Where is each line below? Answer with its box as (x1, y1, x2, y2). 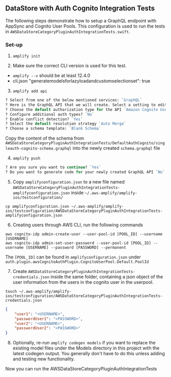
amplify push (12, 156, 41, 161)
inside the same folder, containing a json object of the (50, 274, 163, 280)
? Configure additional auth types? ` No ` (5, 112, 95, 117)
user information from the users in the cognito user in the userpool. (12, 279, 154, 285)
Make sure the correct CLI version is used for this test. (12, 63, 127, 69)
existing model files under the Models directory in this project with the (12, 345, 160, 351)
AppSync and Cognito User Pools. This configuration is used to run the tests (5, 23, 165, 29)
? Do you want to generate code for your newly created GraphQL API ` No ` (5, 170, 165, 175)
